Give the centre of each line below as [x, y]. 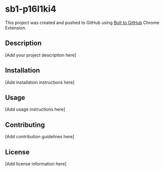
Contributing [25, 125]
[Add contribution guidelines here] [40, 137]
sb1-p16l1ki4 [31, 9]
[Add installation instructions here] [40, 82]
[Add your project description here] [41, 55]
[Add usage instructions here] [35, 109]
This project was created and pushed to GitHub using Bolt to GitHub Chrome [82, 23]
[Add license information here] [36, 164]
